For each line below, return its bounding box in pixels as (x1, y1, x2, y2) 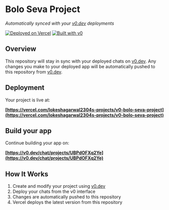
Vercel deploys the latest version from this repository (12, 199, 123, 205)
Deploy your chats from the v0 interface (12, 188, 96, 195)
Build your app (5, 126, 52, 135)
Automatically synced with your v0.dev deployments (5, 20, 114, 26)
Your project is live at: (5, 97, 50, 103)
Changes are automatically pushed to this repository (12, 194, 121, 200)
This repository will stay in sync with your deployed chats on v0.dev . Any (5, 58, 156, 64)
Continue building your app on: (5, 140, 69, 146)
